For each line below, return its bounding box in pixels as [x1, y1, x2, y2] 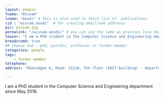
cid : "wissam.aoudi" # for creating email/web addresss [5, 20, 125, 26]
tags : [5, 52, 16, 57]
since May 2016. [5, 88, 38, 94]
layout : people [5, 7, 36, 12]
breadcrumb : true [5, 39, 41, 44]
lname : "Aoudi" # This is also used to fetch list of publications [5, 16, 147, 21]
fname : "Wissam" [5, 12, 38, 16]
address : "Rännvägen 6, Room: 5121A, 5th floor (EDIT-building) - [5, 66, 143, 71]
